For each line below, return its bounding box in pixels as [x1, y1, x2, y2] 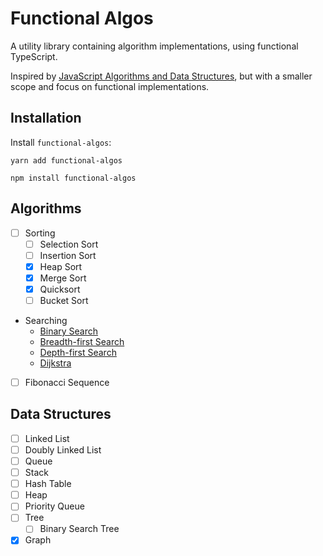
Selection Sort [39, 238, 99, 250]
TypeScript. [10, 50, 58, 62]
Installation [10, 110, 82, 127]
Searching [24, 315, 68, 326]
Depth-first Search [39, 347, 117, 358]
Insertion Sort [39, 249, 97, 261]
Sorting [24, 227, 56, 239]
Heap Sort [39, 260, 83, 272]
